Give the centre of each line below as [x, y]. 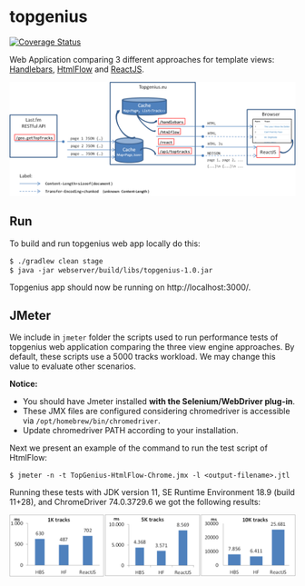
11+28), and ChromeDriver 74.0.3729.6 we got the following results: [135, 502]
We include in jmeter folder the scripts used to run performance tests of [144, 337]
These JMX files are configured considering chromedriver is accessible [156, 412]
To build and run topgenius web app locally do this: [105, 243]
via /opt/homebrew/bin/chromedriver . [91, 421]
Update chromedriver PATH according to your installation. [130, 431]
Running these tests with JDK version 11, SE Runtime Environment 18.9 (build [152, 492]
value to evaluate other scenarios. [73, 366]
